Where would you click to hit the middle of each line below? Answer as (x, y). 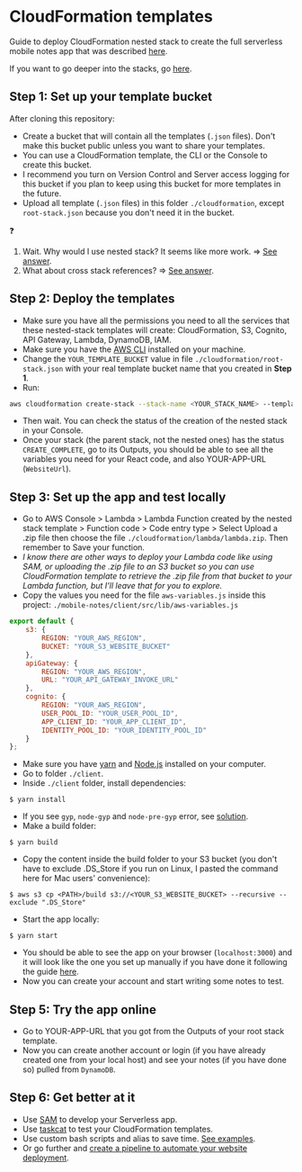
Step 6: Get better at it (72, 1098)
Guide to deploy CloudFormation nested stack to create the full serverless (146, 41)
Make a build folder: (59, 826)
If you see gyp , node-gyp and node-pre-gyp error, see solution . (135, 816)
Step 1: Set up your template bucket (111, 97)
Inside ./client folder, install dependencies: (104, 783)
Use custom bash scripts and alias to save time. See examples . (139, 1138)
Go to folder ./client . (63, 774)
